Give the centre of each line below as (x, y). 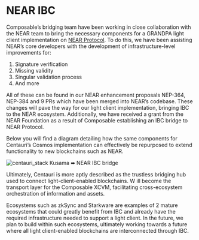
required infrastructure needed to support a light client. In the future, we (95, 218)
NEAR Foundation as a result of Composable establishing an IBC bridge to (97, 120)
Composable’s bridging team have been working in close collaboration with (99, 27)
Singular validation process (48, 77)
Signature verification (41, 64)
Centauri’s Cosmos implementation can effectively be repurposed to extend (99, 145)
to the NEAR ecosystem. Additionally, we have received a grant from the (95, 114)
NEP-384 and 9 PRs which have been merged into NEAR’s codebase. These (99, 101)
